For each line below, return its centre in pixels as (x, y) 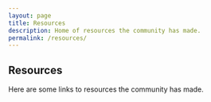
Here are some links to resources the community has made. (106, 89)
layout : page (30, 16)
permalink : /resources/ (48, 38)
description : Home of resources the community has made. (105, 30)
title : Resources (37, 23)
